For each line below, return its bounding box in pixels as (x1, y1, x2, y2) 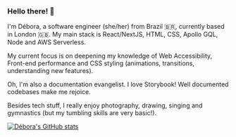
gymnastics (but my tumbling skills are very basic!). (7, 109, 157, 117)
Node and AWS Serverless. (7, 38, 87, 46)
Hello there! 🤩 (7, 6, 55, 16)
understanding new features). (7, 67, 94, 75)
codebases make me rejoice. (7, 88, 92, 96)
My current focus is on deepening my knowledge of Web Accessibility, (7, 52, 213, 60)
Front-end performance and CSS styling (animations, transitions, (7, 59, 195, 67)
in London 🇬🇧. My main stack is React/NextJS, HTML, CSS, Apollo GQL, (7, 30, 218, 39)
